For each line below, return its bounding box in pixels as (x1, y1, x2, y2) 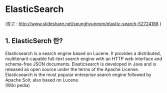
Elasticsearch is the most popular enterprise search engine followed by (5, 71, 151, 77)
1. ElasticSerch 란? (5, 36, 63, 45)
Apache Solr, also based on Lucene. (5, 76, 79, 83)
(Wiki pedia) (5, 82, 30, 88)
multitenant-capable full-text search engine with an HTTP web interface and (5, 55, 162, 61)
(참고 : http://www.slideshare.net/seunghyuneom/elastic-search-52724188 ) (5, 20, 161, 26)
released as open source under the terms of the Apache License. (5, 66, 139, 72)
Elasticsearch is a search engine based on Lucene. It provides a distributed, (5, 50, 161, 56)
